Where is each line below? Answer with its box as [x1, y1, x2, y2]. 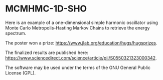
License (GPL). [5, 69, 36, 75]
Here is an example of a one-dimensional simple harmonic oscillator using [5, 19, 158, 25]
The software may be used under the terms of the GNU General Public [5, 64, 150, 70]
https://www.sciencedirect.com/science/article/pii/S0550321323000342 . [5, 54, 157, 60]
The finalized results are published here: [5, 49, 89, 55]
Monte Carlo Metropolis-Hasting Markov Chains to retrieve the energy [5, 24, 150, 30]
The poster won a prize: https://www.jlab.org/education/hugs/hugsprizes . [5, 39, 157, 45]
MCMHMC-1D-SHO [5, 3, 87, 14]
